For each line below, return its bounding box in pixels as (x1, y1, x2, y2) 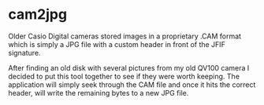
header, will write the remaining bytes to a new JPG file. (8, 88, 189, 97)
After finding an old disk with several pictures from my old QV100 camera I (8, 63, 250, 72)
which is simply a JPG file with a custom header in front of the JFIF (8, 39, 226, 49)
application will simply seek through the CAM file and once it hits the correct (8, 80, 256, 89)
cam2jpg (8, 5, 68, 24)
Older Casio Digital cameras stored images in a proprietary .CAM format (8, 31, 242, 41)
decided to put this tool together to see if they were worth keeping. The (8, 71, 240, 81)
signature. (8, 48, 41, 57)
